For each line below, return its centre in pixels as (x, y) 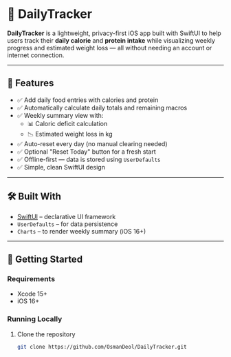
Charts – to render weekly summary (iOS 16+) (81, 231)
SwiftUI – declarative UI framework (66, 216)
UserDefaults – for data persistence (67, 224)
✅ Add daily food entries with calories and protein (88, 100)
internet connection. (36, 55)
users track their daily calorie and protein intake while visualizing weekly (111, 40)
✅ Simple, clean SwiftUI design (61, 167)
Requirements (31, 278)
